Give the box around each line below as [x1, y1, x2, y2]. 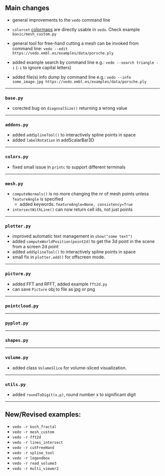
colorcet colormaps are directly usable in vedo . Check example [12, 27, 140, 32]
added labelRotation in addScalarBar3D [12, 137, 94, 143]
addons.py [5, 122, 28, 128]
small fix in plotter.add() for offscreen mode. [12, 254, 106, 260]
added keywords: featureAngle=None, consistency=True [19, 201, 133, 207]
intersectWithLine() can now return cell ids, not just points [12, 206, 133, 212]
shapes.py [5, 337, 28, 343]
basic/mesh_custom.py [12, 31, 56, 36]
